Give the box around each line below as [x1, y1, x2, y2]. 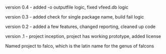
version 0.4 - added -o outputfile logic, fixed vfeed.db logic [5, 4, 129, 10]
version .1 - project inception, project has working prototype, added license [5, 33, 161, 39]
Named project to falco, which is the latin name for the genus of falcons [5, 43, 154, 49]
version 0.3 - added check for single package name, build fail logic [5, 14, 144, 19]
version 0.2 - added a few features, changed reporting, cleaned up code [5, 23, 156, 29]
